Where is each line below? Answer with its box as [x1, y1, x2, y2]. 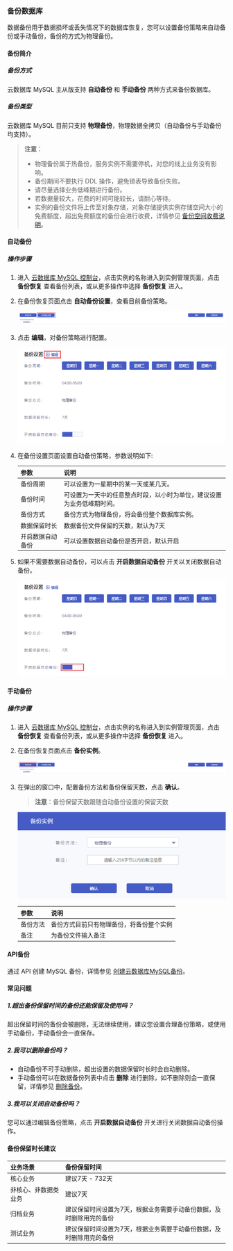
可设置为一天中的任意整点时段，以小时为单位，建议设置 [63, 491, 222, 499]
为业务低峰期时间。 [63, 499, 119, 508]
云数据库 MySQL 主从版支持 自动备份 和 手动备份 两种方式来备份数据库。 [7, 85, 215, 93]
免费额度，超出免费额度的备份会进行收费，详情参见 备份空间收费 [34, 211, 219, 220]
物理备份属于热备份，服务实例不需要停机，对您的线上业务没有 [34, 159, 212, 167]
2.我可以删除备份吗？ [7, 1046, 68, 1054]
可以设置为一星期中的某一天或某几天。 [63, 480, 173, 488]
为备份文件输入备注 [51, 931, 106, 940]
